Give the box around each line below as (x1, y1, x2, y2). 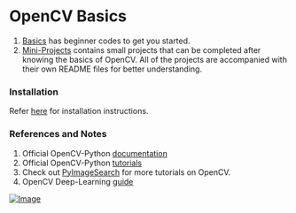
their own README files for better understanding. (21, 64, 202, 74)
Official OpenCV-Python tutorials (21, 157, 143, 168)
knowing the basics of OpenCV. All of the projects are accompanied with (21, 54, 288, 65)
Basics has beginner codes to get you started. (21, 35, 191, 46)
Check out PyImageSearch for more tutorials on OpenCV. (21, 166, 231, 178)
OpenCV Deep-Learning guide (21, 176, 134, 186)
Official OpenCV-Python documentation (21, 148, 168, 158)
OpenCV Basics (9, 6, 127, 27)
